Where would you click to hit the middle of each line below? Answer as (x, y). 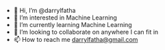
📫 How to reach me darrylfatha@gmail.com (76, 40)
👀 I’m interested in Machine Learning (65, 18)
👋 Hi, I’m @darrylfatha (45, 10)
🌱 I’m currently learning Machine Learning (73, 25)
